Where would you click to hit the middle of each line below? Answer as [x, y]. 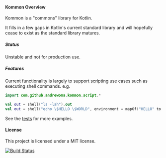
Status [12, 44]
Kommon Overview [25, 7]
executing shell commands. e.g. [38, 86]
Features [15, 68]
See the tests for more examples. [39, 118]
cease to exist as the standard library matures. [53, 33]
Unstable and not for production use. [43, 57]
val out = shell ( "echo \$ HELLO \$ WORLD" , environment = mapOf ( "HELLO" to [83, 109]
